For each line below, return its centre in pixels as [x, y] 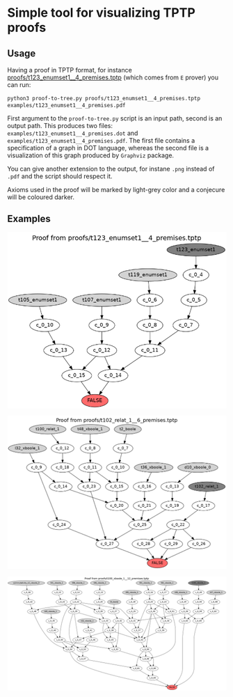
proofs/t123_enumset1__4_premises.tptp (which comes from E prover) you [113, 77]
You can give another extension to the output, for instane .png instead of [111, 169]
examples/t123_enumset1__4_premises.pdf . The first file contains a [101, 140]
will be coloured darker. [41, 197]
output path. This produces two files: [60, 126]
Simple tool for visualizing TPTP [102, 13]
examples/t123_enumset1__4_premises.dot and [73, 133]
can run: [19, 85]
